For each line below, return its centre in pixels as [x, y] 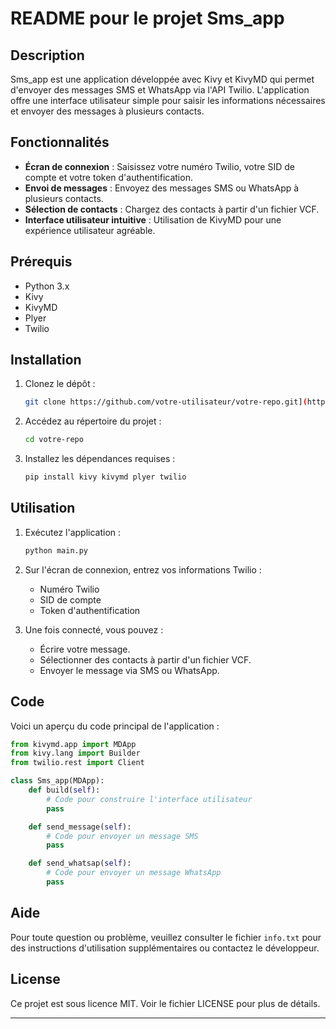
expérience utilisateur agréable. [90, 230]
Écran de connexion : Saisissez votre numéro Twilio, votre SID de [159, 166]
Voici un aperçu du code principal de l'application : [115, 726]
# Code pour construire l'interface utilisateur [149, 799]
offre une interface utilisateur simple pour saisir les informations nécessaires [168, 100]
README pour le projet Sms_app [147, 18]
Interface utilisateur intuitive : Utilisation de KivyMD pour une [153, 219]
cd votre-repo [54, 440]
